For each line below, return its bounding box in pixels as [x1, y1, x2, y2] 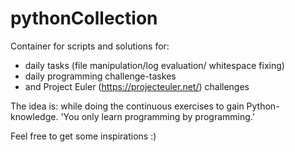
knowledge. [10, 110, 59, 122]
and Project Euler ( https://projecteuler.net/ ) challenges [24, 80, 250, 92]
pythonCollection [10, 7, 158, 30]
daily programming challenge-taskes [24, 70, 177, 82]
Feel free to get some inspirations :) [10, 130, 157, 142]
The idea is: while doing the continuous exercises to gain [10, 100, 245, 112]
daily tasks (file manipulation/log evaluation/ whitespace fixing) [24, 59, 285, 71]
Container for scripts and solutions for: [10, 40, 170, 52]
